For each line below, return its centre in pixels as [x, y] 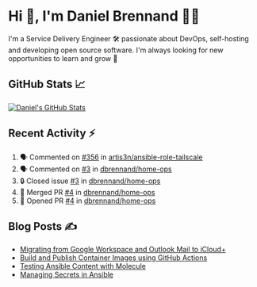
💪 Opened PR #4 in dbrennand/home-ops [88, 201]
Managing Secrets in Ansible [66, 275]
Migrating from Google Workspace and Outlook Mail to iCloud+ [123, 250]
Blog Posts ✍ [43, 226]
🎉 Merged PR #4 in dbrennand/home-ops [87, 192]
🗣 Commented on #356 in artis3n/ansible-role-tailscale [111, 157]
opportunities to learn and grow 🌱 [63, 58]
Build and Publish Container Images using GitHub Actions [113, 258]
